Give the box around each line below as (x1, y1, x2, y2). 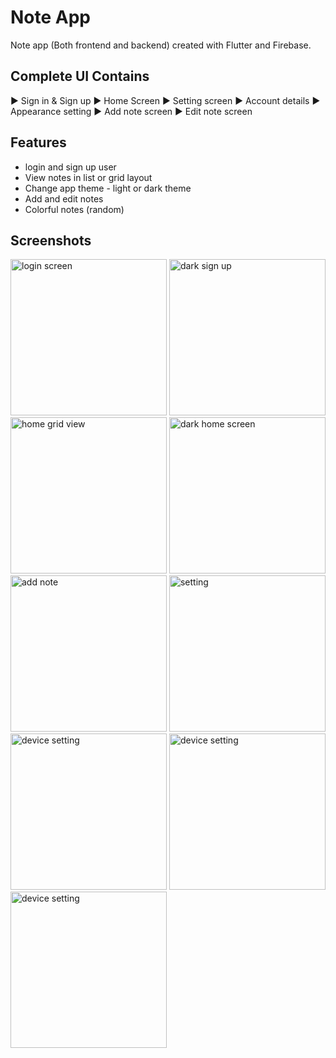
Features (10, 134, 67, 151)
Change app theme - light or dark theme (24, 182, 192, 194)
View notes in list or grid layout (24, 171, 153, 183)
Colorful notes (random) (24, 203, 125, 215)
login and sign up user (24, 161, 117, 173)
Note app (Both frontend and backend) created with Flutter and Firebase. (10, 39, 312, 51)
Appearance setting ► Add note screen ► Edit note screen (10, 105, 253, 117)
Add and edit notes (24, 192, 104, 205)
